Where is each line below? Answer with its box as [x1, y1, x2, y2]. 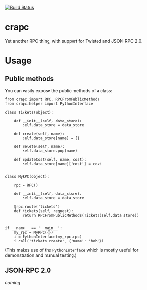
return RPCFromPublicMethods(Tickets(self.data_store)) [23, 213, 139, 217]
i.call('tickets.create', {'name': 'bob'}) [14, 238, 104, 243]
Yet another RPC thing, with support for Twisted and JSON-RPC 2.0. [5, 38, 143, 44]
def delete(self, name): [14, 144, 65, 149]
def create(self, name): [14, 131, 65, 136]
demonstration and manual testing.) [5, 252, 77, 258]
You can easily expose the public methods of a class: [5, 87, 113, 93]
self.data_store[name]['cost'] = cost [23, 161, 102, 166]
